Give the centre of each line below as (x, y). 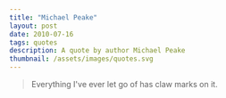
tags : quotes (33, 42)
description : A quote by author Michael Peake (97, 51)
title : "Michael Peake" (54, 17)
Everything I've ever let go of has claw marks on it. (124, 84)
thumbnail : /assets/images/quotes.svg (81, 59)
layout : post (33, 26)
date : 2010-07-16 (42, 34)
